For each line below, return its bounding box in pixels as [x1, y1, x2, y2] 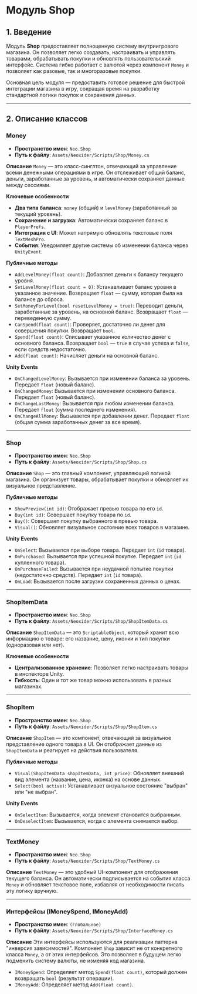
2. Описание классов [6, 114, 88, 124]
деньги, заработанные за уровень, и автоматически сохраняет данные [6, 175, 185, 182]
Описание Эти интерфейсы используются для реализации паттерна [6, 939, 178, 946]
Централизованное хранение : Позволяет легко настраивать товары [14, 664, 189, 671]
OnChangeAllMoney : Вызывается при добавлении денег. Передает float [14, 412, 190, 419]
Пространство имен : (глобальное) [14, 921, 101, 928]
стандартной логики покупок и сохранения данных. [6, 92, 137, 98]
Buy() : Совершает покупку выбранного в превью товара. [14, 517, 158, 524]
